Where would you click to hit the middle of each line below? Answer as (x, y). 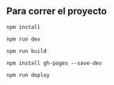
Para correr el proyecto (57, 11)
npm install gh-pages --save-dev (54, 63)
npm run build (27, 51)
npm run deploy (28, 75)
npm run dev (23, 39)
